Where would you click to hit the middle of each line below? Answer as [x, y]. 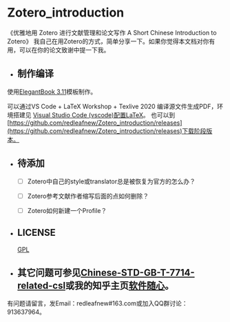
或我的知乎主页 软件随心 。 [119, 285]
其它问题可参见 [49, 273]
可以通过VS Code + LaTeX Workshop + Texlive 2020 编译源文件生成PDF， [112, 106]
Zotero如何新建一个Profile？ [67, 210]
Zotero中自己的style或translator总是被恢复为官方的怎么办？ [112, 181]
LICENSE [36, 233]
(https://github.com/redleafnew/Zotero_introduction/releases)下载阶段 [107, 131]
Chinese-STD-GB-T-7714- [137, 273]
